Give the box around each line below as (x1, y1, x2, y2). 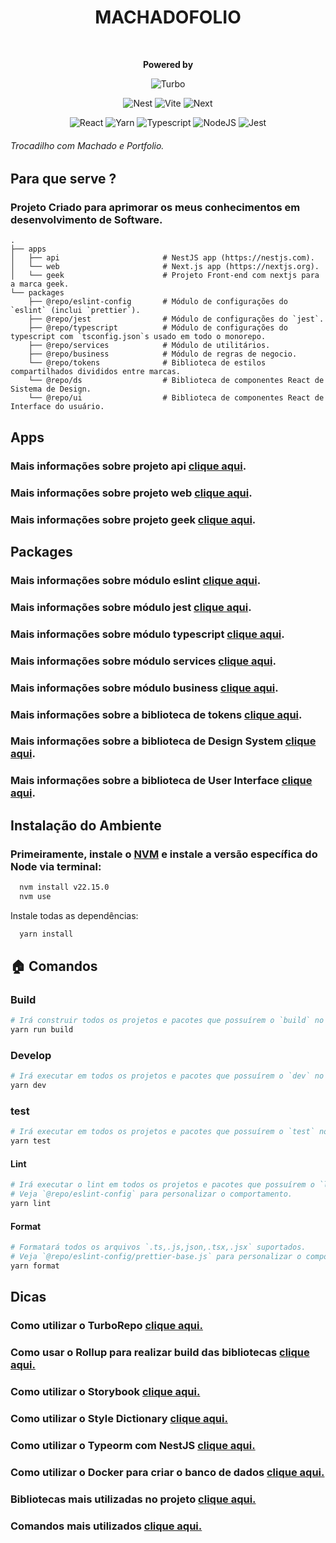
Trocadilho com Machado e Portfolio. (10, 139, 165, 151)
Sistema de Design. (10, 384, 92, 395)
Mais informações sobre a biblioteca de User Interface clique (10, 774, 313, 788)
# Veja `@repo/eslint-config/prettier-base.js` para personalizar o (10, 1252, 302, 1262)
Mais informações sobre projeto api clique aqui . (10, 459, 247, 473)
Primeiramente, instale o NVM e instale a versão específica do (10, 847, 318, 861)
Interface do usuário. (10, 402, 105, 412)
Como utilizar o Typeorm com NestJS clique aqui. (10, 1438, 256, 1452)
